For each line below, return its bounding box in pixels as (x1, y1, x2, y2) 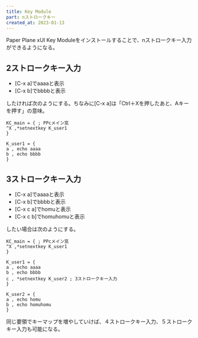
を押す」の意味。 (6, 107, 48, 114)
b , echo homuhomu (6, 302, 51, 308)
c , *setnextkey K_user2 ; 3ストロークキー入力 (6, 276, 118, 282)
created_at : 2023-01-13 (6, 20, 65, 25)
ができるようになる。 (6, 44, 58, 51)
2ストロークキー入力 (6, 63, 82, 73)
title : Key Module (6, 8, 51, 15)
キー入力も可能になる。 (6, 326, 63, 332)
